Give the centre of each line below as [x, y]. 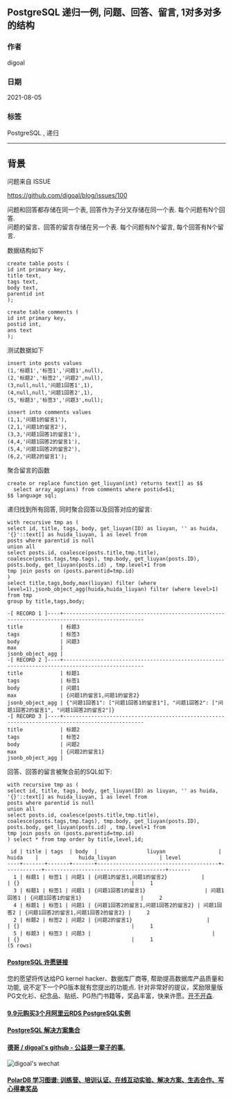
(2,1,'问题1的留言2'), [37, 427]
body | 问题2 [43, 744]
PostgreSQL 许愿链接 [38, 962]
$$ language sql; [32, 496]
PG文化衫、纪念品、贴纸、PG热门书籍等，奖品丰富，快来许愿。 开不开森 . [111, 996]
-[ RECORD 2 [24, 660]
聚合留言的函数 [28, 470]
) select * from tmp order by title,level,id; [76, 840]
